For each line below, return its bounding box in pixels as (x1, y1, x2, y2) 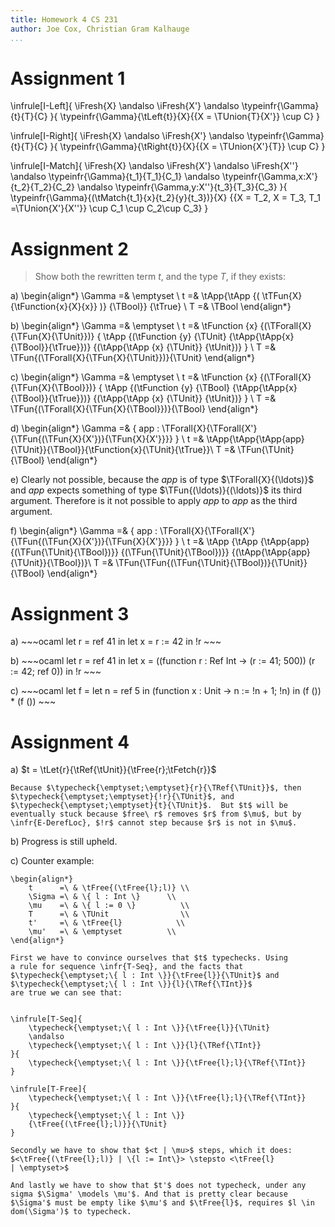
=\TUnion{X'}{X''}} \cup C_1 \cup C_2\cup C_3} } (10, 202, 209, 215)
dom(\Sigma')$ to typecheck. (10, 1207, 132, 1217)
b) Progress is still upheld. (10, 836, 118, 848)
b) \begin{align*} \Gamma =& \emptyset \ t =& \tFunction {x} (10, 320, 258, 332)
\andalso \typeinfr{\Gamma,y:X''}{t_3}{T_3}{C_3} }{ (77, 181, 288, 193)
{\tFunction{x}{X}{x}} (10, 301, 98, 313)
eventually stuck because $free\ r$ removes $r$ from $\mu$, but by (10, 809, 302, 820)
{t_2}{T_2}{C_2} (10, 181, 76, 193)
